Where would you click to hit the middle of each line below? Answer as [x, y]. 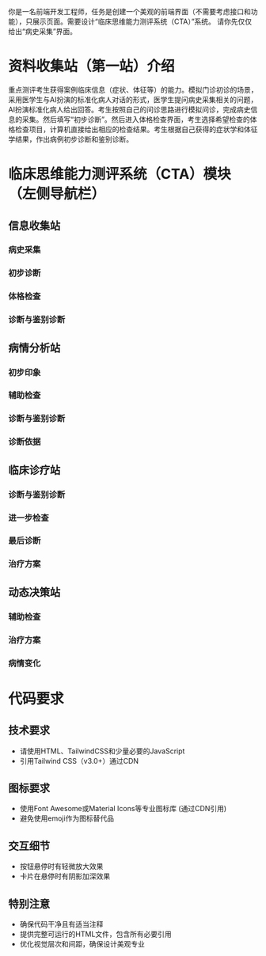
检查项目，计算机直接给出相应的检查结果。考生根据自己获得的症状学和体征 [136, 129]
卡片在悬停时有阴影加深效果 [65, 876]
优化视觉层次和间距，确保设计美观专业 [82, 943]
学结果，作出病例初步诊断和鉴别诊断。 [70, 139]
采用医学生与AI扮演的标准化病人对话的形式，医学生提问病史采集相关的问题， [133, 99]
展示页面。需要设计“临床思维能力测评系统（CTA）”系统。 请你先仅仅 [142, 21]
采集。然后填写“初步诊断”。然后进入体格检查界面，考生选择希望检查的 [136, 119]
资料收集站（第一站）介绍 [92, 66]
